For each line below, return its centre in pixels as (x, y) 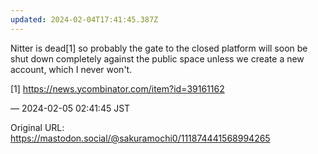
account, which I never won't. (71, 69)
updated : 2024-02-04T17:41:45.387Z (84, 19)
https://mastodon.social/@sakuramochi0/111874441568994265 (140, 138)
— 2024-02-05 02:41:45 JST (70, 108)
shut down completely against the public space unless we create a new (157, 58)
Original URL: (37, 127)
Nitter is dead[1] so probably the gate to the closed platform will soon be (159, 48)
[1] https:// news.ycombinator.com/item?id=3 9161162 (117, 88)
